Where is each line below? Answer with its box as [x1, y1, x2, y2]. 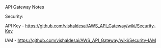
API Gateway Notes [5, 4, 44, 10]
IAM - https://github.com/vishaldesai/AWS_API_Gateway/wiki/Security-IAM [5, 37, 156, 43]
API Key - [5, 23, 25, 29]
